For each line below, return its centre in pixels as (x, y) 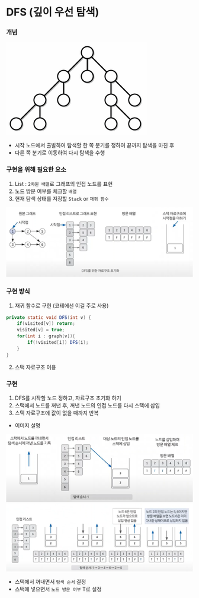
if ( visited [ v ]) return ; (46, 324)
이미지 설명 (28, 426)
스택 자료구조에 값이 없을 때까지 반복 (57, 413)
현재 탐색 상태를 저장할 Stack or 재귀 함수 (62, 198)
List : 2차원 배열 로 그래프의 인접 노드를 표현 (64, 183)
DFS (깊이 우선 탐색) (53, 12)
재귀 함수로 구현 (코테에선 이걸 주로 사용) (62, 305)
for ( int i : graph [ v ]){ (46, 336)
